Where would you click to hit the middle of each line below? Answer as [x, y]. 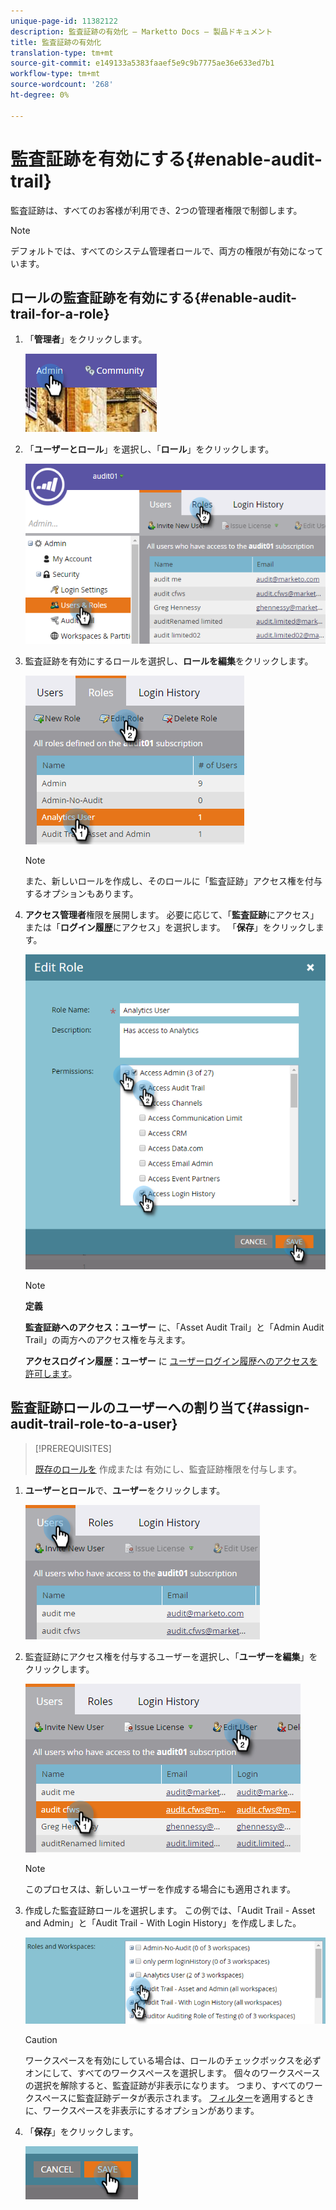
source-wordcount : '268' [62, 85]
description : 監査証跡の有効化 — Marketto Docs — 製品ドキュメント [141, 31]
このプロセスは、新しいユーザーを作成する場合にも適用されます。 [160, 1889]
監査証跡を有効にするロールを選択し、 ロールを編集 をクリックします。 [169, 661]
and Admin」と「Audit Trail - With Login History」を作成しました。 [163, 1922]
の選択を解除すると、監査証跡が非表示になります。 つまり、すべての [165, 2086]
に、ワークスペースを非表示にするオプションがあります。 [142, 2111]
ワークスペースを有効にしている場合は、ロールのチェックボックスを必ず [173, 2061]
